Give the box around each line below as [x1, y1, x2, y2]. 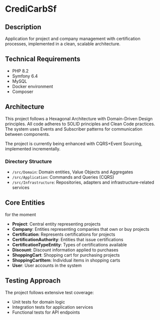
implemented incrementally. [5, 146, 61, 151]
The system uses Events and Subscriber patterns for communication [5, 126, 142, 132]
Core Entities [5, 199, 45, 207]
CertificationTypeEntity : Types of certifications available [12, 242, 127, 247]
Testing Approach [5, 277, 61, 285]
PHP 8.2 [12, 68, 29, 74]
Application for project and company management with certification [5, 36, 141, 41]
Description [5, 23, 41, 31]
